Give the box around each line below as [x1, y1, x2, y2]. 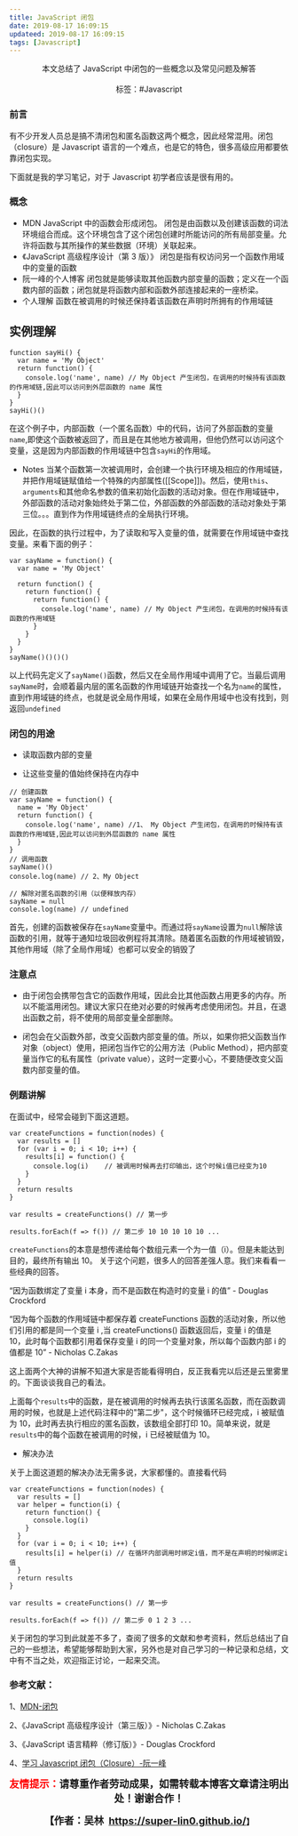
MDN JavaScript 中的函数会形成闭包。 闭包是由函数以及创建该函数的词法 [21, 217, 289, 228]
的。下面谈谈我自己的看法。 [9, 1376, 111, 1388]
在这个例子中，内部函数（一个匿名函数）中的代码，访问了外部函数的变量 [9, 423, 273, 433]
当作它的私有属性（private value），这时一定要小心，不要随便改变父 [29, 1053, 276, 1064]
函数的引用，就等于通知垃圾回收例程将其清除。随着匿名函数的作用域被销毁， [9, 932, 289, 943]
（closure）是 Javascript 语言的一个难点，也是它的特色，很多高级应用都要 [9, 141, 281, 152]
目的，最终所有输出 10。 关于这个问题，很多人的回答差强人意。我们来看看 [9, 1255, 278, 1266]
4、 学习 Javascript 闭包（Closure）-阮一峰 [9, 1758, 167, 1768]
